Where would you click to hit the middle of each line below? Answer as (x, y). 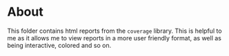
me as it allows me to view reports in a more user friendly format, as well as (114, 38)
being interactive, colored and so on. (59, 45)
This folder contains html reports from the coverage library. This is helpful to (114, 31)
